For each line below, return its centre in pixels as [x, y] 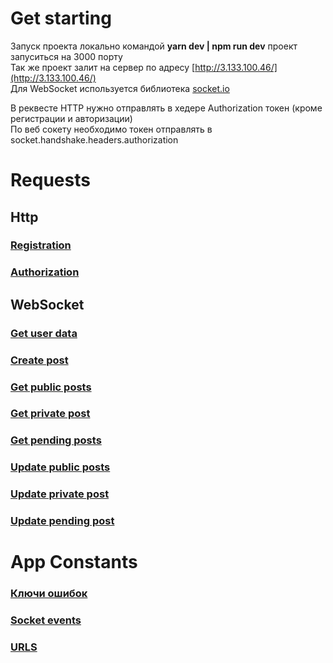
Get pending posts [56, 440]
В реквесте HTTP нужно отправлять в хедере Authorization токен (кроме [166, 108]
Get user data [44, 333]
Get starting [61, 18]
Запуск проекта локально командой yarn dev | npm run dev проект [154, 46]
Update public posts [60, 467]
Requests [50, 180]
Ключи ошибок [49, 594]
